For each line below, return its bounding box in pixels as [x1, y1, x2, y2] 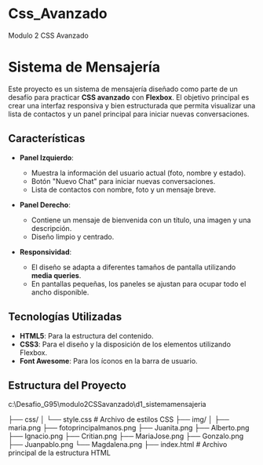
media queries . [31, 270, 82, 280]
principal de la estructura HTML [8, 449, 111, 458]
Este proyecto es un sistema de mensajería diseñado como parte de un [8, 84, 238, 93]
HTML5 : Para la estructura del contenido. [19, 331, 154, 340]
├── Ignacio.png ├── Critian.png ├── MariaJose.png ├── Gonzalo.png [8, 431, 244, 441]
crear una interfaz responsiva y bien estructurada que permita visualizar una [8, 101, 256, 110]
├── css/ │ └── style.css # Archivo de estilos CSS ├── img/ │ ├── [8, 415, 230, 424]
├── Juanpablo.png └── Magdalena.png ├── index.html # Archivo [8, 440, 228, 449]
